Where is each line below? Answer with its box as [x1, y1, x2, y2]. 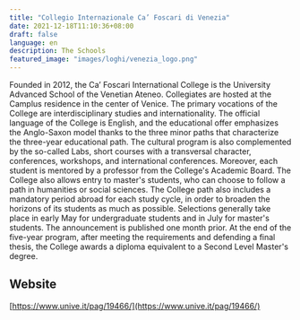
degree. [9, 251, 39, 261]
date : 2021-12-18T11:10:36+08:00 [9, 22, 134, 30]
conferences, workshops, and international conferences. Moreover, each [9, 156, 279, 166]
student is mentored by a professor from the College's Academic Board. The [9, 165, 291, 176]
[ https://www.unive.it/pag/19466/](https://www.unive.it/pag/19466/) [9, 300, 261, 311]
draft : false [9, 30, 58, 39]
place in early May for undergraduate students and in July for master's [9, 212, 270, 223]
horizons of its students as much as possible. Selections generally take [9, 203, 271, 213]
